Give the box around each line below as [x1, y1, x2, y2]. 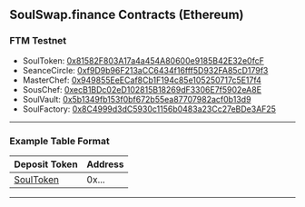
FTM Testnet [9, 34, 67, 47]
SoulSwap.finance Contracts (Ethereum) [9, 7, 244, 23]
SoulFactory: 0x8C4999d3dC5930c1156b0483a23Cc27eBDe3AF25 [22, 103, 277, 114]
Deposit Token [14, 158, 79, 171]
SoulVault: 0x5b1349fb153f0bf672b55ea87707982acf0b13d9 [22, 94, 251, 104]
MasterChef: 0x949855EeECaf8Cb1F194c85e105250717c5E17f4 [22, 74, 261, 85]
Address [86, 158, 124, 171]
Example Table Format [9, 134, 111, 147]
